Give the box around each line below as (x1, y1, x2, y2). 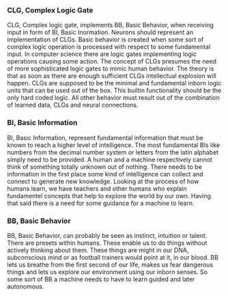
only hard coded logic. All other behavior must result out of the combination (7, 94, 220, 102)
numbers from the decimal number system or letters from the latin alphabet (7, 148, 219, 156)
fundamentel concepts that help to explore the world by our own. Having (7, 191, 212, 200)
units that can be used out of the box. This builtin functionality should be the (7, 86, 222, 94)
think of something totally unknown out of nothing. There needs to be (7, 163, 203, 171)
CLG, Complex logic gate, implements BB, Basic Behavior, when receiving (7, 21, 214, 29)
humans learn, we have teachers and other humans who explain (7, 184, 187, 193)
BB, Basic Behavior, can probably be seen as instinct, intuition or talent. (7, 231, 208, 239)
